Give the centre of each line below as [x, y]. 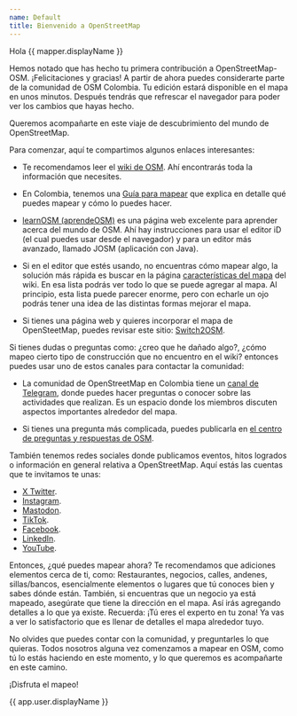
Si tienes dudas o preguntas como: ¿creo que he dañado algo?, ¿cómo [138, 347]
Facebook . [41, 529]
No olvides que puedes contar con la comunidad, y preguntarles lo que [139, 639]
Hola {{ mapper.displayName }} [66, 51]
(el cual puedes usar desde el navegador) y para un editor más [137, 239]
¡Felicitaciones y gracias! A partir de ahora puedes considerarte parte [158, 77]
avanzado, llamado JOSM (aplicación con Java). [110, 248]
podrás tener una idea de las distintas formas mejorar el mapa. [137, 303]
